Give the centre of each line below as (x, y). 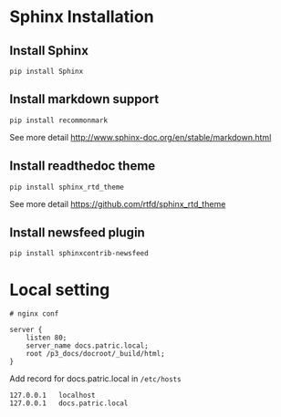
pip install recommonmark (58, 120)
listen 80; (47, 338)
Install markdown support (84, 99)
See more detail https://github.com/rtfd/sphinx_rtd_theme (118, 203)
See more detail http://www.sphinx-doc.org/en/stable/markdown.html (140, 137)
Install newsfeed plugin (78, 233)
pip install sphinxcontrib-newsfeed (79, 254)
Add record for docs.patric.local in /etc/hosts (95, 379)
